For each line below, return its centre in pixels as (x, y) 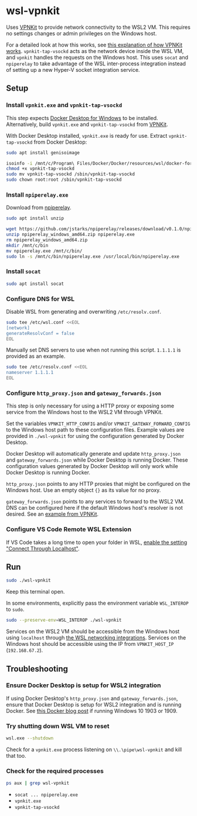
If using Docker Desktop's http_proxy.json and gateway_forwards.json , (92, 698)
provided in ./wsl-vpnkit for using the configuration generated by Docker (95, 436)
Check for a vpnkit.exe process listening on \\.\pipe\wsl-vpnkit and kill (94, 749)
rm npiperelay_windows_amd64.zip (47, 240)
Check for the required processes (55, 771)
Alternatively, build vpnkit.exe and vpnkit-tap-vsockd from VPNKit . (87, 124)
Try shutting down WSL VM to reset (58, 726)
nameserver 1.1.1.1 (30, 373)
